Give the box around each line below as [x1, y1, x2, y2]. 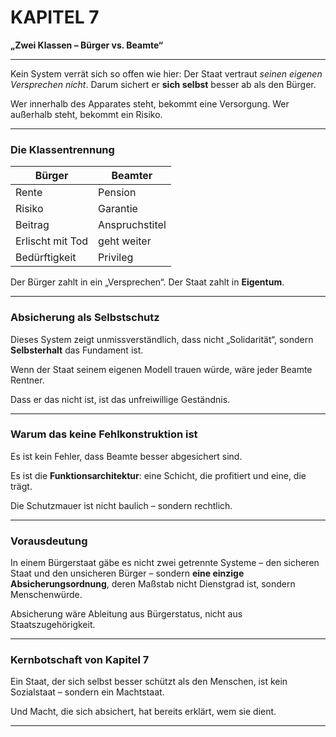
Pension [98, 186, 137, 200]
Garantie [98, 202, 138, 216]
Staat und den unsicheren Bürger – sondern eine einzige [10, 567, 245, 580]
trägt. [10, 480, 33, 492]
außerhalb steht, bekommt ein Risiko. [10, 108, 163, 120]
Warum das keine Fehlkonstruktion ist [10, 427, 198, 441]
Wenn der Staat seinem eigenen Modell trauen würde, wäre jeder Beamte [10, 363, 313, 375]
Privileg [98, 251, 134, 265]
